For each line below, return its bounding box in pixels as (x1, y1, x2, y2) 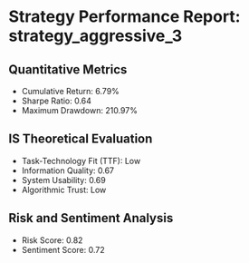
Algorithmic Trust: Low (21, 184, 107, 195)
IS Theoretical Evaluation (8, 131, 153, 147)
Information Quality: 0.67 (21, 165, 115, 176)
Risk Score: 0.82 (21, 234, 83, 246)
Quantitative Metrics (8, 62, 128, 77)
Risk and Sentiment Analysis (8, 210, 174, 226)
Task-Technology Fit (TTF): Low (21, 155, 141, 166)
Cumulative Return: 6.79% (21, 86, 120, 96)
